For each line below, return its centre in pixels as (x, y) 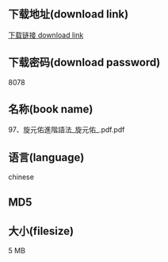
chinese (21, 177)
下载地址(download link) (69, 14)
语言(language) (46, 157)
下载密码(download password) (84, 63)
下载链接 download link (46, 35)
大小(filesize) (41, 231)
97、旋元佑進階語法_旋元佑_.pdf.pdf (67, 130)
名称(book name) (51, 109)
